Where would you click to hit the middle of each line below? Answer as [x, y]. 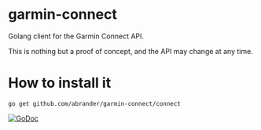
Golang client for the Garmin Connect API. [76, 36]
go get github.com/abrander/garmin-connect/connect [94, 103]
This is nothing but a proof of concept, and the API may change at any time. [130, 51]
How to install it [60, 83]
